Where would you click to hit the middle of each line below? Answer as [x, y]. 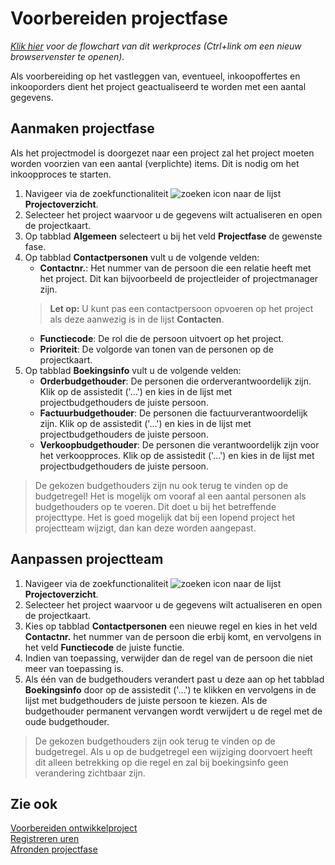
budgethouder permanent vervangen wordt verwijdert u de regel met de [173, 711]
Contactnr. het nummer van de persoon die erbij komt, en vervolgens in [173, 636]
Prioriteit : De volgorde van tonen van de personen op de [156, 349]
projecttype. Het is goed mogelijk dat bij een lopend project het [165, 517]
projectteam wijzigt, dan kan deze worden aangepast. [145, 528]
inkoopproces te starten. [61, 174]
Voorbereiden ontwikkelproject [74, 828]
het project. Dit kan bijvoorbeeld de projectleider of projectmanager [179, 278]
